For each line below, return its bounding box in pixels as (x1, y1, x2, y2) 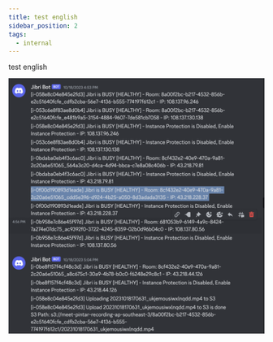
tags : (8, 30, 27, 38)
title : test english (8, 13, 79, 21)
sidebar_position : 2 (8, 21, 79, 30)
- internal (15, 39, 53, 47)
